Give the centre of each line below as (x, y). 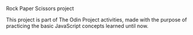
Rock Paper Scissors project (40, 8)
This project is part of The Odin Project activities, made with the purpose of (97, 20)
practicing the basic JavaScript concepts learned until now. (77, 26)
